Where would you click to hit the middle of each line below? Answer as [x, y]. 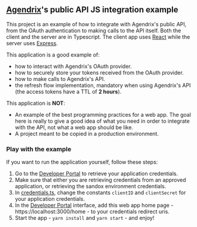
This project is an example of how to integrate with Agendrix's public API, [96, 24]
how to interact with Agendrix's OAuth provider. [73, 66]
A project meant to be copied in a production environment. [87, 133]
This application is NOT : [36, 103]
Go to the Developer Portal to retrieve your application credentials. [96, 174]
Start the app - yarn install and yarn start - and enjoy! [84, 218]
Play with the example [39, 149]
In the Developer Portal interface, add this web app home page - [94, 206]
